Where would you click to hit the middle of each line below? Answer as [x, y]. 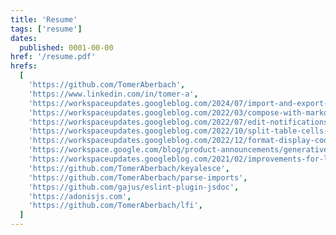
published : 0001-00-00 [66, 47]
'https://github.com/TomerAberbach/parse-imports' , [138, 177]
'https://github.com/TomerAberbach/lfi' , [115, 206]
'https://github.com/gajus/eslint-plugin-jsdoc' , [134, 187]
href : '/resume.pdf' [53, 57]
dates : [24, 38]
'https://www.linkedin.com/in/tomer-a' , [113, 94]
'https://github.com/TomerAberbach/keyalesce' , [129, 168]
